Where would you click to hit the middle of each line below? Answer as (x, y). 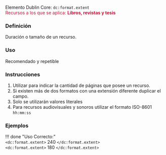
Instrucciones (23, 74)
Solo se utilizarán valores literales (47, 102)
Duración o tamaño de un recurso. (41, 37)
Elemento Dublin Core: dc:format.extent (47, 7)
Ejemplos (17, 126)
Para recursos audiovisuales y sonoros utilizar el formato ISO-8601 (82, 107)
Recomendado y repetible (32, 61)
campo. (20, 96)
